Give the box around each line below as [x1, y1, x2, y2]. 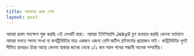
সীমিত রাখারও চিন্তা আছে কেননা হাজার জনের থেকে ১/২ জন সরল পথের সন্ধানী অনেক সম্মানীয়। [6, 44, 164, 51]
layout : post [6, 14, 38, 20]
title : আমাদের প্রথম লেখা [6, 8, 54, 15]
